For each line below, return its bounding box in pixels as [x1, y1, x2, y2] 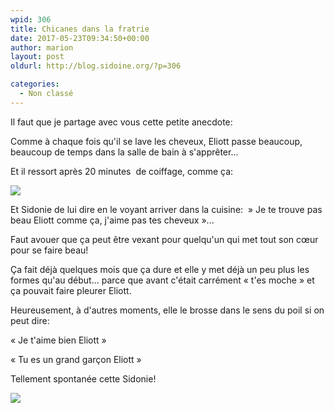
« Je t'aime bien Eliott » [10, 334, 107, 346]
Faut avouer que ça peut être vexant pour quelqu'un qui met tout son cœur [10, 233, 319, 245]
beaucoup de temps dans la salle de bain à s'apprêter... [10, 146, 239, 158]
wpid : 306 [10, 14, 52, 25]
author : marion [10, 42, 74, 53]
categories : [10, 79, 60, 90]
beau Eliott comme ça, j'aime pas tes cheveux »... [10, 214, 215, 226]
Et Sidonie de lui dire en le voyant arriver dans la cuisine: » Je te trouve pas [10, 203, 323, 215]
